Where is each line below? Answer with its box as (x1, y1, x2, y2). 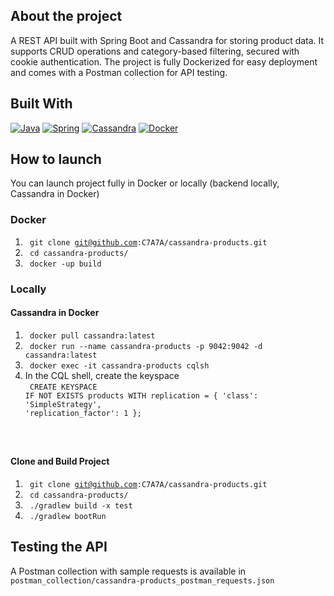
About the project (10, 8, 123, 25)
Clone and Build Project (10, 455, 110, 468)
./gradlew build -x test (29, 501, 133, 511)
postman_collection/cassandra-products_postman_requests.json (10, 575, 275, 586)
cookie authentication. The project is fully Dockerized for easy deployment (10, 55, 318, 68)
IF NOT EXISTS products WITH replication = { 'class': (24, 390, 259, 401)
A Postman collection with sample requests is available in (10, 565, 247, 577)
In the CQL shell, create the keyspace (24, 369, 180, 381)
